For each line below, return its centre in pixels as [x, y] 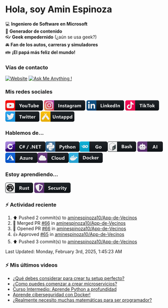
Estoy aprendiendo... [32, 174]
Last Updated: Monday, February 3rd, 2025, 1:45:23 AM [64, 252]
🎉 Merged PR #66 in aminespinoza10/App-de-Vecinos [69, 223]
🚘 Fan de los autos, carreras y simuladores [52, 44]
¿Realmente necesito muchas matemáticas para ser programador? [82, 300]
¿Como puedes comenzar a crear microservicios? [65, 283]
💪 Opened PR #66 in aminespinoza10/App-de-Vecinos [69, 229]
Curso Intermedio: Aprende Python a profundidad [65, 289]
